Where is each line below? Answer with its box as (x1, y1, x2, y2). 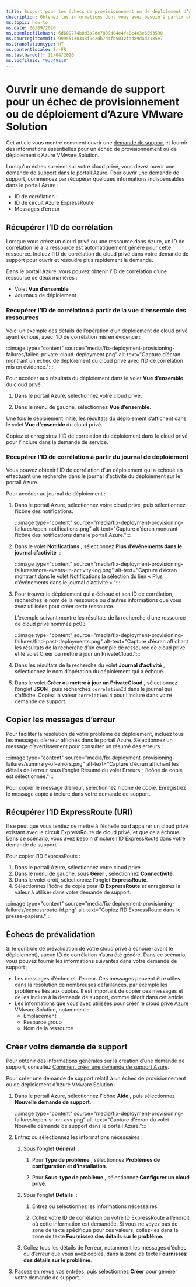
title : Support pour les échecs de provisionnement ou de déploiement (6, 8, 181, 15)
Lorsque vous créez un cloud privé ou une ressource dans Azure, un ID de (6, 238, 185, 245)
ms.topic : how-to (6, 19, 48, 25)
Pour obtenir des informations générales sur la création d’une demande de (6, 1057, 185, 1065)
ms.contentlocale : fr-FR (6, 47, 66, 53)
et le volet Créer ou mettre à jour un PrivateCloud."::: (14, 650, 141, 657)
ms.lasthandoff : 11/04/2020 (6, 52, 75, 58)
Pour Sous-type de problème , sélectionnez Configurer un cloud (32, 1174, 190, 1181)
